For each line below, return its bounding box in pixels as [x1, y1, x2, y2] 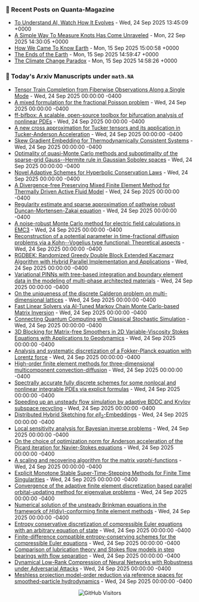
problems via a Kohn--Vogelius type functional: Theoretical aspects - [14, 239, 185, 246]
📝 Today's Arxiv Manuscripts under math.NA [5, 72, 134, 80]
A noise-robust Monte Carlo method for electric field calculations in [14, 219, 180, 227]
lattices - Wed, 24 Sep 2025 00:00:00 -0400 [45, 296, 157, 303]
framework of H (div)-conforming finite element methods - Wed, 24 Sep [14, 508, 191, 515]
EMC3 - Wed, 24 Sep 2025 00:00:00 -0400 [14, 226, 123, 233]
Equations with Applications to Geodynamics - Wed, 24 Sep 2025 [14, 334, 176, 341]
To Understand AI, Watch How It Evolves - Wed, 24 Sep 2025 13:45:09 [14, 19, 189, 26]
